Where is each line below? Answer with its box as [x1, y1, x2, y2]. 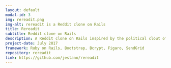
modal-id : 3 [5, 12, 31, 17]
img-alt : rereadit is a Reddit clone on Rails [5, 21, 106, 27]
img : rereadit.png [5, 17, 44, 22]
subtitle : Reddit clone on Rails [5, 31, 76, 36]
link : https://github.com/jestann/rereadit [5, 55, 99, 60]
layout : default [5, 7, 40, 13]
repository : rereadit [5, 50, 51, 55]
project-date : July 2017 [5, 41, 58, 46]
